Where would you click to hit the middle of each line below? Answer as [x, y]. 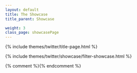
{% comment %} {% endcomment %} [43, 66]
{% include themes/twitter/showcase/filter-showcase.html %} [68, 56]
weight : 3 [15, 28]
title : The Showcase [27, 14]
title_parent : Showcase [30, 19]
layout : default [22, 10]
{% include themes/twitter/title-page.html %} [52, 47]
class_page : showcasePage [32, 33]
